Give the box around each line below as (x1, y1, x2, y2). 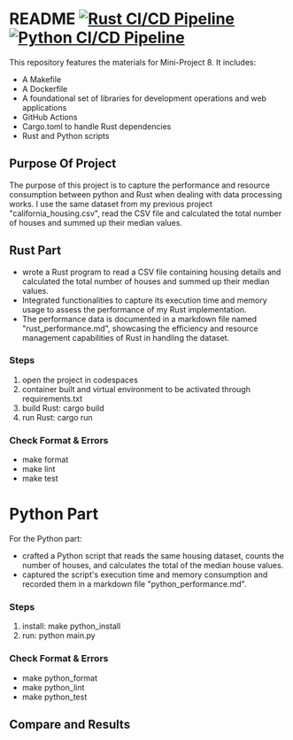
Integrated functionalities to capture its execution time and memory (21, 295, 267, 305)
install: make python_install (21, 621, 121, 632)
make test (21, 474, 58, 484)
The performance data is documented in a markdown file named (21, 313, 258, 324)
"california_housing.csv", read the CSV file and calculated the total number (9, 208, 282, 219)
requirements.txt (21, 393, 83, 404)
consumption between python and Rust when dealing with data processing (9, 189, 282, 199)
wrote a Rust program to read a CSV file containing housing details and (21, 266, 281, 277)
